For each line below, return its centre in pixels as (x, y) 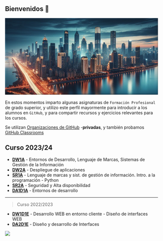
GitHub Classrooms (24, 132)
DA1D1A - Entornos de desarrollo (45, 190)
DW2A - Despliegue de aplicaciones (49, 170)
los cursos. (16, 118)
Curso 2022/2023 (35, 204)
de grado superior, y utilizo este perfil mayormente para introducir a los (76, 107)
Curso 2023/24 (29, 148)
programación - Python (35, 180)
